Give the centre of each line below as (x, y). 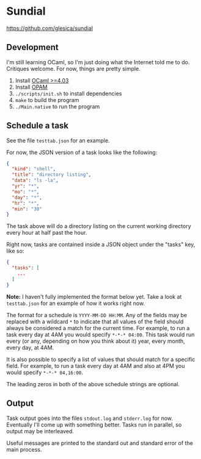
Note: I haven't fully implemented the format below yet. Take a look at (94, 296)
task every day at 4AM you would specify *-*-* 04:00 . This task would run (100, 334)
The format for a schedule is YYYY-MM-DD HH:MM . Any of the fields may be (97, 315)
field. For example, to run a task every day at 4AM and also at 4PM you (96, 365)
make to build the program (47, 100)
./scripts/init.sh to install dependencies (68, 94)
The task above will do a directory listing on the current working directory (99, 226)
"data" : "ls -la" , (35, 181)
